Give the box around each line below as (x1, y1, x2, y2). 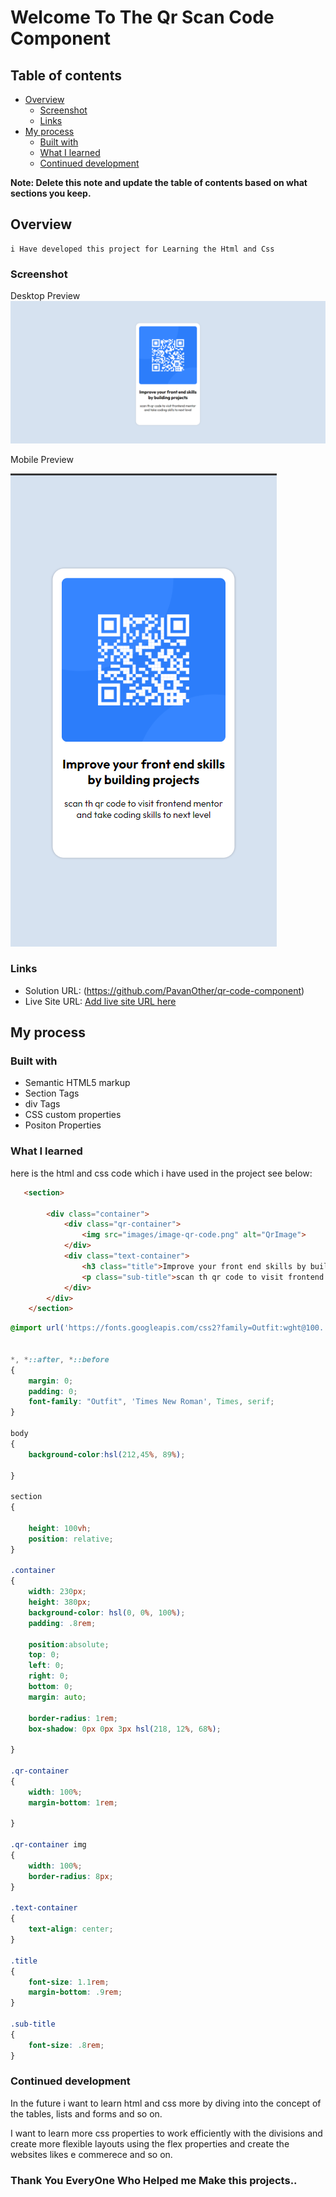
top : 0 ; (28, 1650, 60, 1660)
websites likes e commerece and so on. (10, 2148, 173, 2160)
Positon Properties (24, 1119, 102, 1131)
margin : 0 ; (28, 1376, 74, 1386)
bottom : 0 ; (28, 1682, 74, 1692)
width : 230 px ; (28, 1587, 87, 1597)
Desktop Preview (10, 290, 81, 302)
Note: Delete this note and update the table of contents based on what (10, 177, 308, 188)
